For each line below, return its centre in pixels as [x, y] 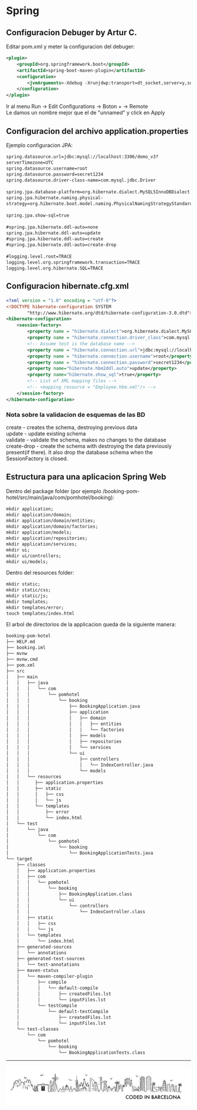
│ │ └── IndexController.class [81, 912]
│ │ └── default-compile [57, 988]
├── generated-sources [44, 947]
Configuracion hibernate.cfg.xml [67, 286]
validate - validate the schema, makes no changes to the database [86, 440]
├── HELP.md [21, 642]
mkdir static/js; [27, 596]
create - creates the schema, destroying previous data [72, 427]
